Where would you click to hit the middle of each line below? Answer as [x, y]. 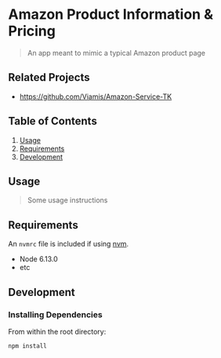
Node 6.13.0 [38, 259]
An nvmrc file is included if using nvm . [69, 244]
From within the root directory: [57, 331]
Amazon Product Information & [111, 15]
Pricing [32, 31]
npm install [27, 346]
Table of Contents [53, 121]
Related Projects [49, 77]
